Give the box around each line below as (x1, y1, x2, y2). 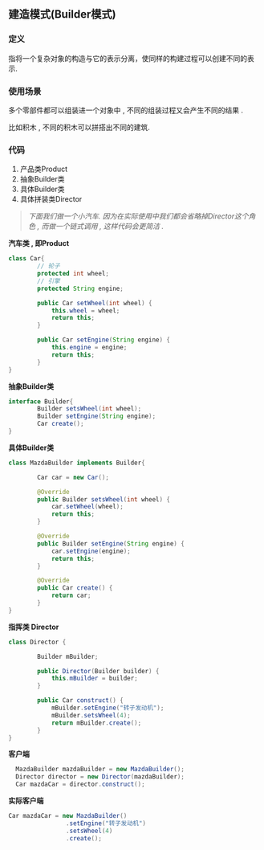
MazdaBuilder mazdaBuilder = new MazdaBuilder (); (15, 766, 185, 774)
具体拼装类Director (19, 194, 83, 204)
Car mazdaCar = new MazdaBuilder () (8, 812, 128, 820)
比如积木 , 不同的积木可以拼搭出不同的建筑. (8, 122, 150, 132)
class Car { (8, 255, 45, 263)
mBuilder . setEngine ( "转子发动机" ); (51, 704, 164, 713)
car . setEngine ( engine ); (51, 547, 131, 555)
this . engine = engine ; (51, 344, 128, 352)
